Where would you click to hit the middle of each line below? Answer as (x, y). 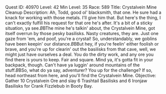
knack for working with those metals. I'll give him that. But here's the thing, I (83, 18)
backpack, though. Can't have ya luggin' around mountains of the (73, 65)
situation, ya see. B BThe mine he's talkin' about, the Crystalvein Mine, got (80, 28)
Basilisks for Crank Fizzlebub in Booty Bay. (49, 86)
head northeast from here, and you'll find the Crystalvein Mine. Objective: (81, 75)
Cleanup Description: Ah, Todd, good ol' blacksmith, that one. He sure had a (83, 12)
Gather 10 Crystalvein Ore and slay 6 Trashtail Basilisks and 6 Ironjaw (76, 81)
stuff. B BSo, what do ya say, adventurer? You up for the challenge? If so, (79, 70)
